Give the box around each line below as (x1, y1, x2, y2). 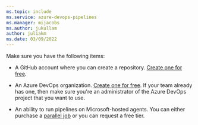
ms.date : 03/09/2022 (6, 36, 58, 42)
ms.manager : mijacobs (6, 20, 60, 25)
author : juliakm (6, 31, 46, 37)
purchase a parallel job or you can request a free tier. (14, 112, 145, 119)
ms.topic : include (6, 8, 52, 15)
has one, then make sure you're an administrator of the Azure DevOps (14, 88, 187, 95)
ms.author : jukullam (6, 25, 58, 31)
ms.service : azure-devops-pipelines (6, 14, 97, 20)
